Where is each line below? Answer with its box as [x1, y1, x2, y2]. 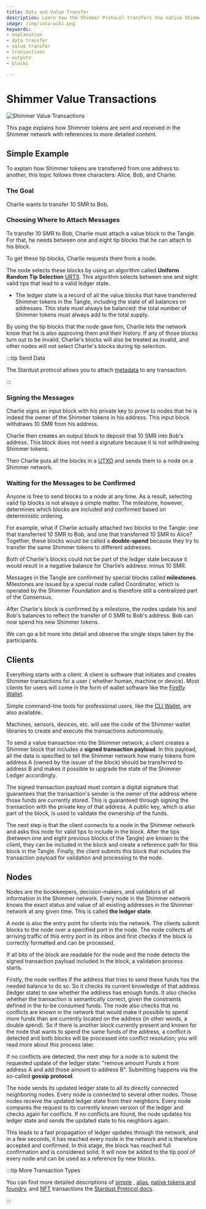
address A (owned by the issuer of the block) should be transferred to [6, 758, 183, 766]
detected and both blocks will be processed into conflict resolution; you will [6, 1034, 197, 1042]
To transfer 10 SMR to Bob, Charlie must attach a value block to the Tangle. [6, 229, 196, 237]
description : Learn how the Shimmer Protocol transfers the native [6, 15, 183, 21]
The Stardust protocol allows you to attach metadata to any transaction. [6, 366, 188, 373]
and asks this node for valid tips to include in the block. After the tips [6, 828, 180, 836]
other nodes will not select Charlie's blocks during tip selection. [6, 342, 167, 349]
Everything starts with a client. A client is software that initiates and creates [6, 671, 196, 678]
